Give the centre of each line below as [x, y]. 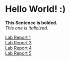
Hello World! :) [35, 9]
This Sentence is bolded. [31, 23]
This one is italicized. [27, 28]
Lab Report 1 [18, 37]
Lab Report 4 [19, 48]
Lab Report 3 [18, 42]
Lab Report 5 [18, 53]
